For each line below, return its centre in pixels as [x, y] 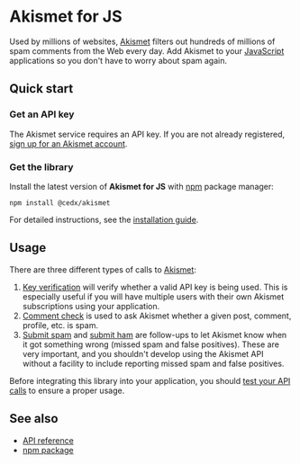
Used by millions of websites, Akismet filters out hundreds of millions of [142, 41]
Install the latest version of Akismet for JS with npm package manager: [142, 186]
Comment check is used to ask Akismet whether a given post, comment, [157, 316]
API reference [48, 440]
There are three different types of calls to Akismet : [103, 269]
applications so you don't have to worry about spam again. [118, 60]
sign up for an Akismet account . [68, 143]
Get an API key [42, 114]
